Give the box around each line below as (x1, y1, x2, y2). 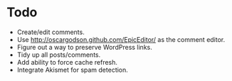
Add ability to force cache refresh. (16, 58, 118, 66)
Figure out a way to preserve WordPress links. (16, 43, 152, 51)
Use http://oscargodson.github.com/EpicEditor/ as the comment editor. (16, 35, 226, 43)
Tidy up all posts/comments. (16, 50, 101, 59)
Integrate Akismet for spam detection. (16, 65, 129, 74)
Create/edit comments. (16, 28, 85, 36)
